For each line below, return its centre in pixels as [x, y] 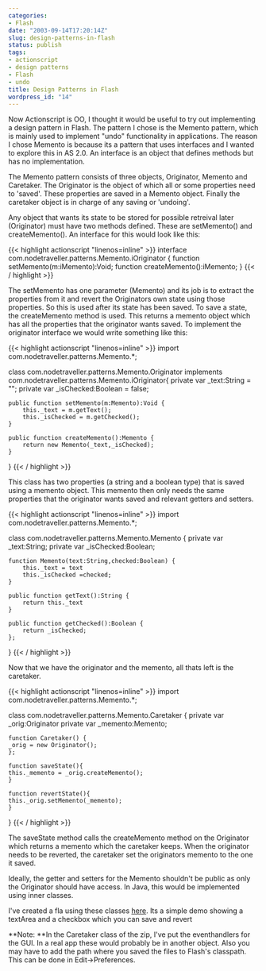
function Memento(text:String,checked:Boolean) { [92, 561]
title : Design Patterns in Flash [64, 89]
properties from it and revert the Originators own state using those [117, 299]
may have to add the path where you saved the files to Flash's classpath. [127, 952]
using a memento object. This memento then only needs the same [116, 491]
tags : [17, 52]
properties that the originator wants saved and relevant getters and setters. [131, 499]
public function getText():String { [69, 596]
